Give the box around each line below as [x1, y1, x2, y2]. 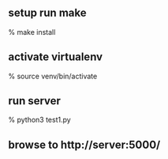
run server [8, 94, 62, 108]
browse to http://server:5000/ [8, 138, 161, 151]
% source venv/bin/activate [8, 71, 98, 81]
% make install [8, 27, 56, 36]
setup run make [8, 6, 87, 20]
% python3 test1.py [8, 115, 71, 125]
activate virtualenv [8, 51, 103, 64]
